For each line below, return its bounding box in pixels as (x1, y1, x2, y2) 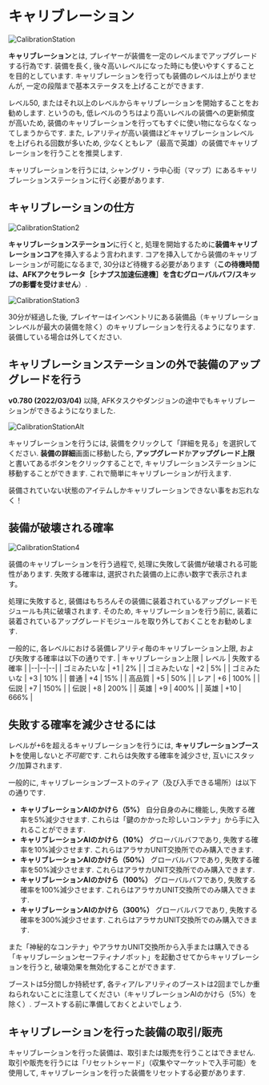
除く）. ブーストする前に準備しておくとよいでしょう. (8, 999, 183, 1009)
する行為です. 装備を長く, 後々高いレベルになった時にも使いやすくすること (8, 61, 255, 71)
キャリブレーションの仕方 (8, 201, 134, 215)
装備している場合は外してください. (8, 332, 122, 342)
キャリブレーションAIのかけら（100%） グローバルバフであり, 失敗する (19, 875, 256, 885)
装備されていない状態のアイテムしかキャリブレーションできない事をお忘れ (8, 485, 253, 495)
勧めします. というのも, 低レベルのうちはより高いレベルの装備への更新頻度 (8, 107, 255, 117)
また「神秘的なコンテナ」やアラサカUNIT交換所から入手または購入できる (8, 942, 250, 952)
